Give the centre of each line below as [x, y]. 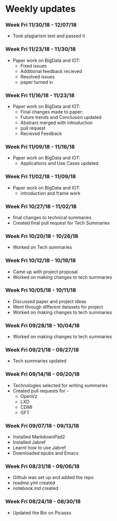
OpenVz [29, 396]
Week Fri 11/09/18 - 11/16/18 [40, 147]
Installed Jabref [29, 442]
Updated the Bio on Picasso [42, 513]
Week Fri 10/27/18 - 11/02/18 [41, 206]
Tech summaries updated [39, 361]
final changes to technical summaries [52, 217]
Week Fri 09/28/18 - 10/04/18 [43, 325]
